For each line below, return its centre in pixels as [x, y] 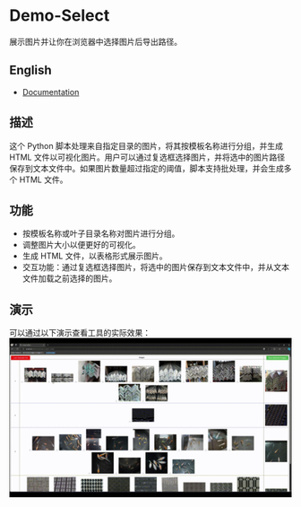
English [30, 70]
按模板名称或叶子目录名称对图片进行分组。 [101, 233]
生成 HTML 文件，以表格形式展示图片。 [95, 256]
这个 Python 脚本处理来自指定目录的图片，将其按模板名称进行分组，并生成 [146, 145]
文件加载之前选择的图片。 [69, 278]
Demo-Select [60, 16]
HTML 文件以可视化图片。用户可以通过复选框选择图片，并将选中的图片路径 [147, 157]
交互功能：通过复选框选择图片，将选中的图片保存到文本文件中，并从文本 [155, 267]
